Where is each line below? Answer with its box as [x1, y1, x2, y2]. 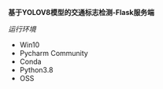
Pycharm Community [19, 49, 88, 57]
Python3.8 [19, 65, 54, 74]
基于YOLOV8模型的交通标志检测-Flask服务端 [8, 8, 155, 17]
